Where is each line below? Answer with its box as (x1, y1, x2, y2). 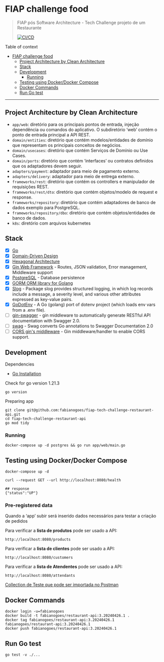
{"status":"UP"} (5, 491, 38, 496)
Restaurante (17, 24, 41, 30)
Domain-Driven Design (12, 253, 59, 259)
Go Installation (12, 371, 41, 377)
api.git (5, 412, 21, 417)
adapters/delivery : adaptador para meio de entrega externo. (12, 173, 135, 179)
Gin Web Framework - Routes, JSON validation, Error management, (12, 264, 147, 270)
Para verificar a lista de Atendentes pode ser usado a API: (5, 564, 123, 570)
